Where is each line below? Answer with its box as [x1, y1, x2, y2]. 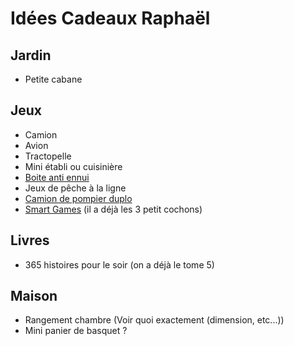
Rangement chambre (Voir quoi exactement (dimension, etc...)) [24, 314, 285, 326]
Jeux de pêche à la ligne [24, 182, 127, 194]
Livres [10, 232, 50, 249]
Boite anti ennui [24, 171, 90, 183]
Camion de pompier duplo [24, 192, 133, 204]
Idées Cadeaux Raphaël [10, 7, 211, 30]
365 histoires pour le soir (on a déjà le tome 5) [24, 258, 215, 271]
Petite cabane [24, 73, 83, 85]
